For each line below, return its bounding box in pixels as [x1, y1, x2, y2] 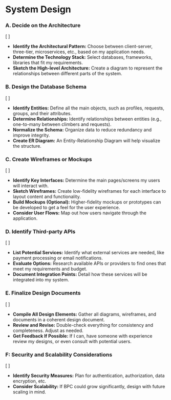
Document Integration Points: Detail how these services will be [12, 271, 147, 277]
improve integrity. [12, 132, 50, 138]
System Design [5, 4, 72, 15]
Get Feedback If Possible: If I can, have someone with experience [12, 332, 153, 339]
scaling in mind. [12, 389, 46, 395]
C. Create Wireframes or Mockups [5, 155, 92, 163]
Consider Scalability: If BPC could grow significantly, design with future [12, 383, 165, 389]
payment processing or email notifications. [12, 255, 103, 261]
